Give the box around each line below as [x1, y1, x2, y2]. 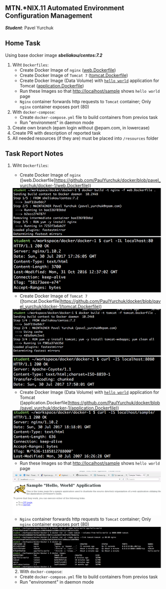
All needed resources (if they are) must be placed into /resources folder [12, 135, 159, 141]
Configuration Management [5, 12, 93, 20]
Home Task [5, 39, 41, 47]
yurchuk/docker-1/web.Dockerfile [19, 183, 88, 189]
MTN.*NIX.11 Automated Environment [5, 4, 124, 12]
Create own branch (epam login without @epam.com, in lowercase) [12, 124, 150, 130]
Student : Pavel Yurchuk [5, 25, 54, 31]
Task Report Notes [5, 150, 64, 158]
